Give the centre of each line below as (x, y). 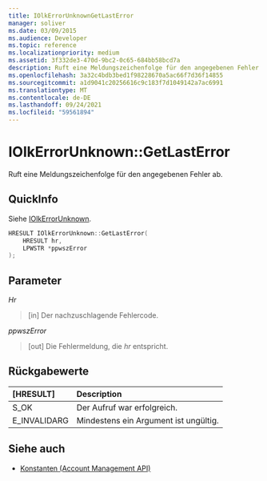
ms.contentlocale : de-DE (50, 98)
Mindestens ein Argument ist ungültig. (148, 420)
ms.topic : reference (43, 46)
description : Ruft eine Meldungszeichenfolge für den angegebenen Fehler (134, 68)
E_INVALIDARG (41, 420)
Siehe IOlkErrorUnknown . (50, 218)
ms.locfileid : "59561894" (51, 113)
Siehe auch (37, 449)
